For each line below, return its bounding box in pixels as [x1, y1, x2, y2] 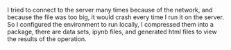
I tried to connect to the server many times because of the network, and [7, 6, 213, 14]
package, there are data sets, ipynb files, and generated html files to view [7, 27, 217, 36]
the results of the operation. [7, 35, 87, 43]
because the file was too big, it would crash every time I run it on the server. [7, 13, 224, 21]
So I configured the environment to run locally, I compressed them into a [7, 21, 214, 28]
